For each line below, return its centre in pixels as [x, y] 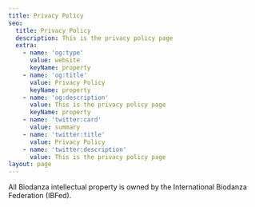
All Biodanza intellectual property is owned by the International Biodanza [128, 187]
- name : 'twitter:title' [64, 134]
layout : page [30, 165]
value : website [55, 61]
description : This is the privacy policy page [94, 38]
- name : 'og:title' [55, 75]
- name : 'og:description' [66, 98]
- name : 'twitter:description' [75, 149]
